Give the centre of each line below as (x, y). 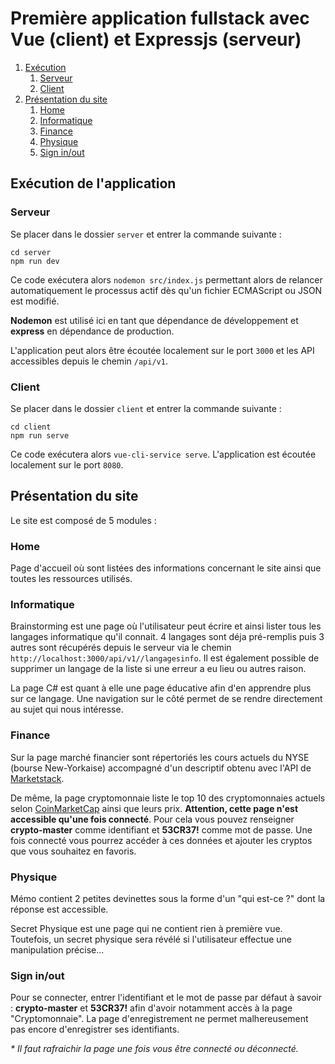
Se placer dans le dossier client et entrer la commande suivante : (146, 408)
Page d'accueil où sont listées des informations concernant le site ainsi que (166, 568)
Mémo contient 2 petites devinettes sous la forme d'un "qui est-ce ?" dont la (168, 898)
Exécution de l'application (93, 183)
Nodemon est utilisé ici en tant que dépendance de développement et (154, 320)
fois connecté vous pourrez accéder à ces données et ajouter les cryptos (161, 840)
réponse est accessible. (59, 909)
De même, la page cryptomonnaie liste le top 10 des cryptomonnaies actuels (168, 798)
